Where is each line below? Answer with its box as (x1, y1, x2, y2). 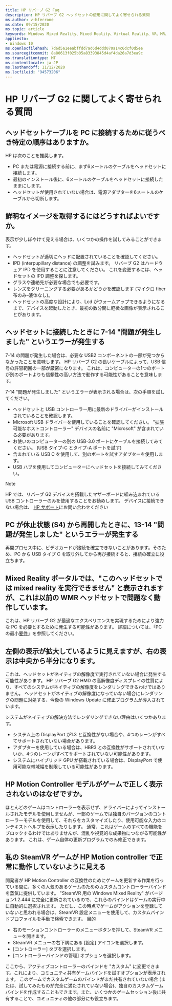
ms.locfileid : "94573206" (5, 70, 60, 75)
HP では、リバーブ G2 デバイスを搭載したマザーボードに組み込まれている (5, 491, 160, 497)
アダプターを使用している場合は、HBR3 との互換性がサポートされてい (12, 744, 160, 751)
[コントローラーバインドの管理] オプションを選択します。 (12, 952, 134, 958)
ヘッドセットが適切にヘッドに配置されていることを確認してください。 (12, 253, 161, 259)
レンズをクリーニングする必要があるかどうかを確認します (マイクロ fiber (12, 286, 166, 292)
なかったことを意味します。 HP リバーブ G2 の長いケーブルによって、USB (5, 358, 160, 365)
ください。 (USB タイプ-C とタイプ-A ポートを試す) (12, 444, 122, 451)
